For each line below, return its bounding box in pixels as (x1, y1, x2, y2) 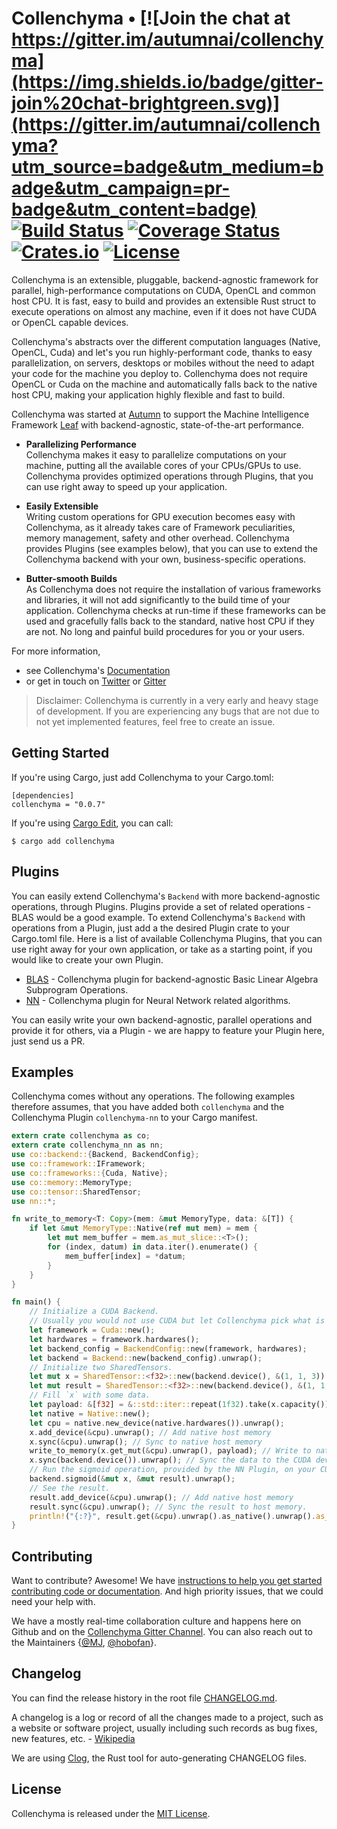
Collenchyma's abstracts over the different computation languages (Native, (11, 335, 321, 347)
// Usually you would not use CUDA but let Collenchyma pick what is (29, 1316, 326, 1326)
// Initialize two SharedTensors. (29, 1362, 173, 1372)
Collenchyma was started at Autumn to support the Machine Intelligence (11, 408, 310, 420)
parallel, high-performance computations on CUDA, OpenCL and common (11, 284, 316, 296)
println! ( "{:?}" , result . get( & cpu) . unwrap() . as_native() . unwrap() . (29, 1511, 316, 1521)
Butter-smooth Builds (25, 572, 118, 584)
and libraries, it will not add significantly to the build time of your (25, 593, 291, 606)
